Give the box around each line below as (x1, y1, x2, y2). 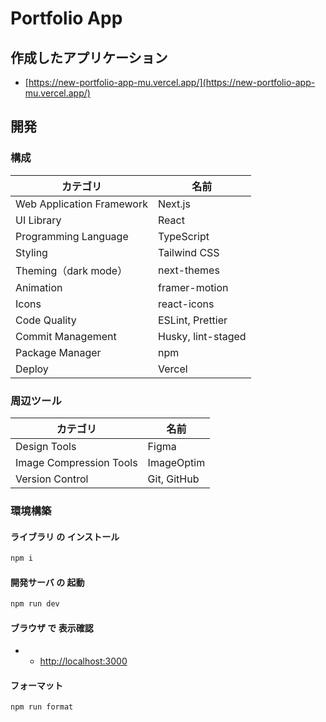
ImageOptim (147, 455, 206, 469)
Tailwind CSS (157, 245, 220, 259)
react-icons (157, 297, 215, 311)
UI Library (15, 213, 62, 227)
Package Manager (15, 345, 102, 359)
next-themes (157, 263, 220, 277)
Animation (15, 280, 63, 294)
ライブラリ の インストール (10, 530, 120, 542)
